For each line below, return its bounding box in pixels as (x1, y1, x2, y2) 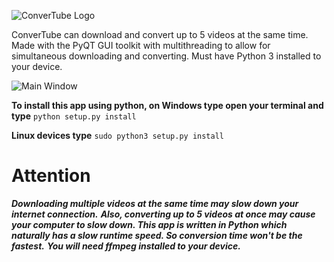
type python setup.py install (11, 110, 137, 122)
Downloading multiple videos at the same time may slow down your (11, 197, 299, 209)
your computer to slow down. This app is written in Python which (11, 218, 288, 230)
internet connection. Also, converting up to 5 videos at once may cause (11, 208, 316, 220)
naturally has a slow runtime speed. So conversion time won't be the (11, 229, 303, 241)
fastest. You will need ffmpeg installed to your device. (11, 240, 241, 252)
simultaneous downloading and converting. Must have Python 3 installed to (11, 50, 322, 62)
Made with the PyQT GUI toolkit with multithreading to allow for (11, 40, 271, 51)
